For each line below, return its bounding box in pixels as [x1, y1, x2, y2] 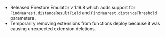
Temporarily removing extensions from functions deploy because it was [10, 20, 160, 26]
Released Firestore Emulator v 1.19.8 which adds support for [10, 5, 136, 10]
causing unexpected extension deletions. [10, 26, 96, 32]
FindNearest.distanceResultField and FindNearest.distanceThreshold [10, 10, 157, 16]
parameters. [10, 15, 36, 21]
